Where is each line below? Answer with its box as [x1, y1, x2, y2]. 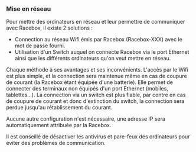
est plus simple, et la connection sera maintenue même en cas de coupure [6, 73, 187, 80]
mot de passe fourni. [14, 42, 66, 49]
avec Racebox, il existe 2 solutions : [6, 24, 93, 31]
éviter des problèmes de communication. [6, 140, 106, 147]
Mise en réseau [6, 5, 51, 13]
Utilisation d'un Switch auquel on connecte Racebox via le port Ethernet [14, 48, 190, 56]
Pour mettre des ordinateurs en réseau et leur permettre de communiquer [6, 18, 185, 25]
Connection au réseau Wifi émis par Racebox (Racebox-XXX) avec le [14, 36, 183, 43]
